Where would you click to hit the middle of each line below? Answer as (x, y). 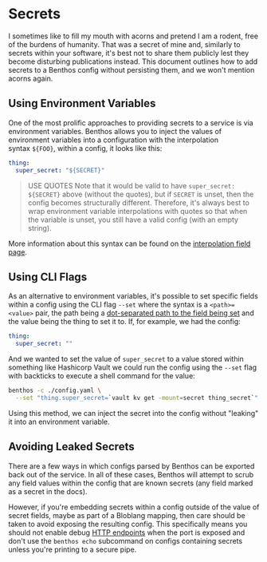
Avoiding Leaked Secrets (71, 447)
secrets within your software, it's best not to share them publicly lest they (129, 53)
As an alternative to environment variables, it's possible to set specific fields (133, 296)
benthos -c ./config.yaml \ (55, 391)
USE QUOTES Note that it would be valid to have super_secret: (131, 185)
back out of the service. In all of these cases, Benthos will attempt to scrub (131, 474)
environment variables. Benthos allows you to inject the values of (115, 131)
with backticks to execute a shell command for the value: (102, 376)
